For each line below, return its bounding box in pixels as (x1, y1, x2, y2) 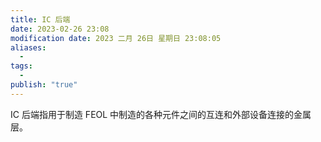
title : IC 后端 (10, 14, 71, 25)
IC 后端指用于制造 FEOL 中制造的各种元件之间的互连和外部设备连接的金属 (10, 108, 312, 120)
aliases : (10, 42, 47, 53)
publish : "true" (10, 80, 78, 90)
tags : (10, 61, 33, 71)
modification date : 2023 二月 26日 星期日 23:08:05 (10, 33, 222, 43)
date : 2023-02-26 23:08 (10, 24, 110, 34)
